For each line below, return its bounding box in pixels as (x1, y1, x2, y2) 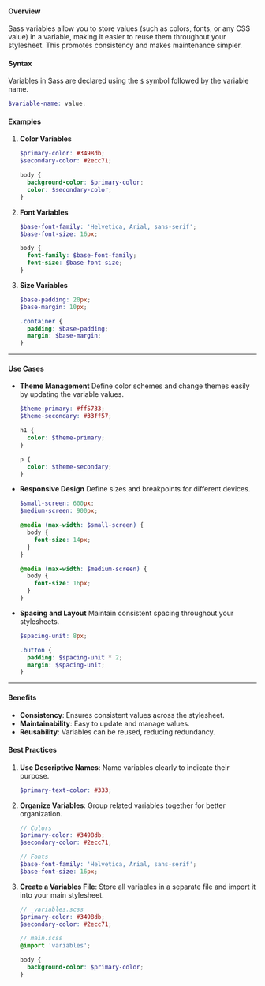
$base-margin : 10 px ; (19, 303, 88, 311)
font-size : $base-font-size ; (27, 259, 123, 267)
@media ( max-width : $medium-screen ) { (19, 565, 147, 573)
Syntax (8, 58, 32, 68)
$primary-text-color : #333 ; (19, 786, 112, 794)
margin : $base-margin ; (27, 332, 102, 340)
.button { (19, 646, 53, 654)
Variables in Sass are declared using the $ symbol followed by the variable (8, 76, 249, 86)
